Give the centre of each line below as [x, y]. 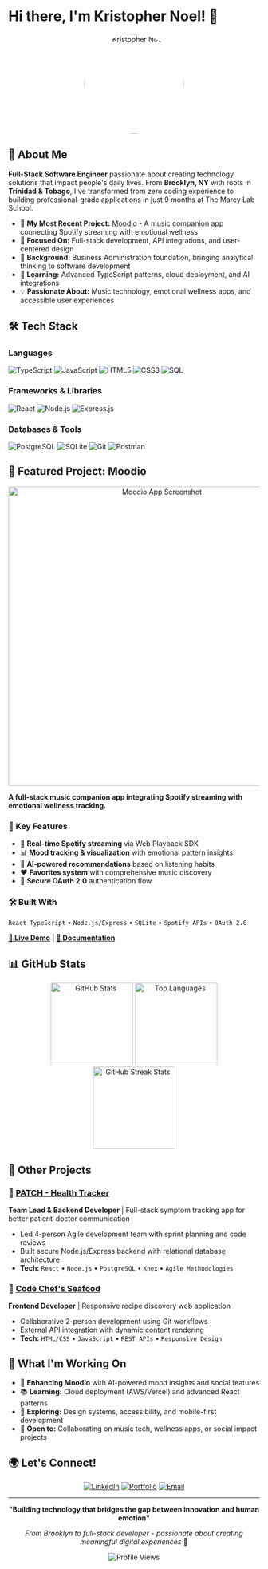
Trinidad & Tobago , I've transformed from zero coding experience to [121, 191]
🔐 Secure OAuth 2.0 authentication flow [86, 881]
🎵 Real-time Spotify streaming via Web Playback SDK [109, 844]
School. [21, 207]
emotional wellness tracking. [57, 805]
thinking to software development [75, 266]
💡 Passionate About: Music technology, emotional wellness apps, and [135, 291]
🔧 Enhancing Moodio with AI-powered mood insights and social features [140, 1383]
